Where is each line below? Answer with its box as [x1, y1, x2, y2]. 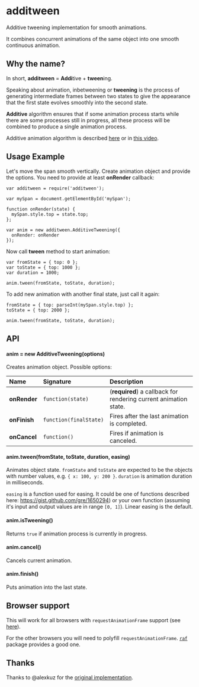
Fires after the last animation [109, 412, 189, 420]
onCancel [9, 433, 37, 441]
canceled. [109, 437, 137, 445]
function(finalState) [43, 417, 104, 423]
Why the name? [6, 59, 66, 69]
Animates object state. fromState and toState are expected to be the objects [6, 467, 193, 474]
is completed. [109, 420, 147, 428]
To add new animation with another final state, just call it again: [6, 290, 160, 298]
